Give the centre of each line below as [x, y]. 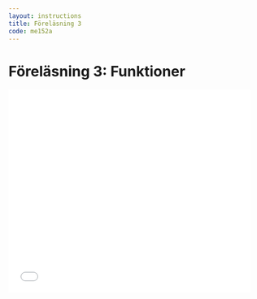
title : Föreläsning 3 [45, 24]
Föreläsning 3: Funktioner [97, 71]
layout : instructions [45, 16]
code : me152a [30, 31]
